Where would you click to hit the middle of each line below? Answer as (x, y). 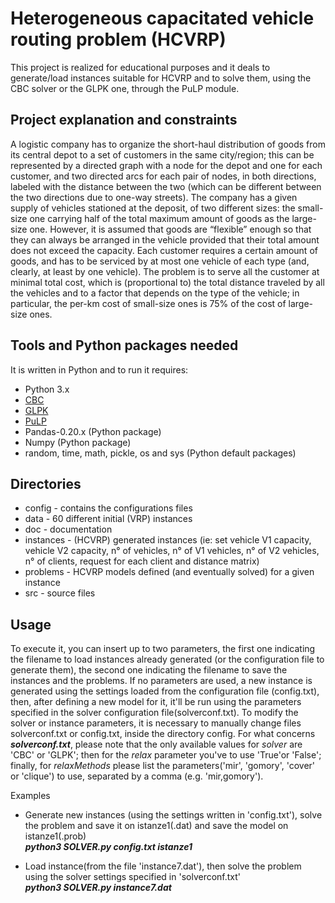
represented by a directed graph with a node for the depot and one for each (166, 165)
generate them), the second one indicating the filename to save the (149, 670)
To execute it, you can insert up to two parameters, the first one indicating (163, 649)
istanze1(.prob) (55, 836)
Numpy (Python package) (78, 442)
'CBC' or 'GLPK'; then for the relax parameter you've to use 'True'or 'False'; (166, 755)
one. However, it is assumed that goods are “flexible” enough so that (170, 229)
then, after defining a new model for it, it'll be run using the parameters (156, 702)
